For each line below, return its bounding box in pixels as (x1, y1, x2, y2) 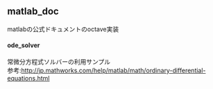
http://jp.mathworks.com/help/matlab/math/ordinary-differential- (21, 66, 206, 75)
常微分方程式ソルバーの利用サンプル (7, 58, 111, 66)
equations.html (7, 74, 50, 83)
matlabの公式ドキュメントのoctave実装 (7, 24, 119, 33)
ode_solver (7, 41, 40, 49)
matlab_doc (7, 6, 59, 17)
